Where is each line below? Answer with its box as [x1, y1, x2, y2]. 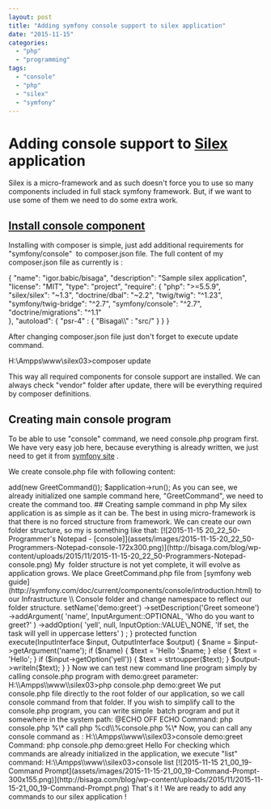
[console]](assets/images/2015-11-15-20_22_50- [93, 534, 255, 544]
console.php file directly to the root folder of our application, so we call [8, 688, 245, 698]
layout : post [8, 13, 53, 21]
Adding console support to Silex [8, 134, 228, 153]
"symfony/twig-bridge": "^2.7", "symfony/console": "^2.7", [8, 299, 202, 309]
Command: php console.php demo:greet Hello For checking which [8, 740, 231, 750]
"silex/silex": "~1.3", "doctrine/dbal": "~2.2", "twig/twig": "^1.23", [8, 290, 223, 300]
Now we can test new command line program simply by [71, 663, 257, 672]
